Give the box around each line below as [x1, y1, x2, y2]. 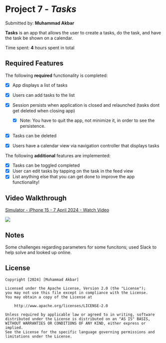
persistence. [19, 123, 46, 129]
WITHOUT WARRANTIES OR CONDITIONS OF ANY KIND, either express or [5, 321, 146, 326]
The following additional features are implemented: [5, 153, 111, 159]
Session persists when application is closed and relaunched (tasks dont [12, 102, 160, 108]
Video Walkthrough [5, 194, 67, 202]
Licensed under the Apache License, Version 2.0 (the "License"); [5, 286, 146, 291]
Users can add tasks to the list [12, 92, 75, 98]
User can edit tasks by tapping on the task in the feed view [12, 168, 134, 174]
